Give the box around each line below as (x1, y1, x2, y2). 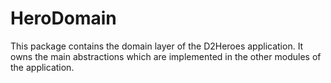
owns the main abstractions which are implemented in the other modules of (10, 50, 322, 62)
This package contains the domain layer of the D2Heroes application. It (10, 40, 304, 52)
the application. (10, 61, 75, 73)
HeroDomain (10, 7, 117, 30)
